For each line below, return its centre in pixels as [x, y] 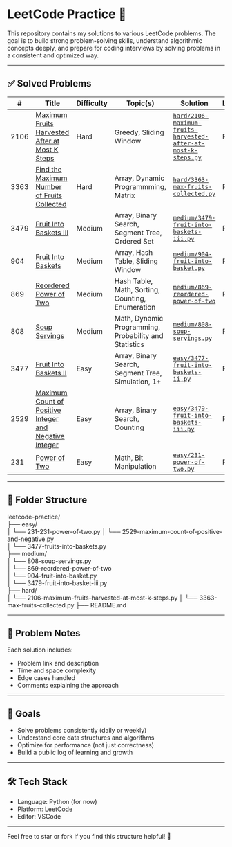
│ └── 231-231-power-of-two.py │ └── [64, 531]
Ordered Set [134, 241]
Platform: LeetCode [45, 809]
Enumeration [135, 307]
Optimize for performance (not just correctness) [85, 745]
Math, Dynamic [139, 318]
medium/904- [193, 254]
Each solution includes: [40, 650]
